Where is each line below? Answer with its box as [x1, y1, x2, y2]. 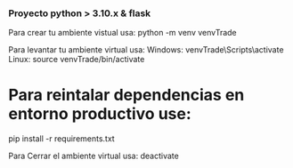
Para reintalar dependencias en [8, 85, 245, 105]
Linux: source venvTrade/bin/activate [8, 54, 145, 65]
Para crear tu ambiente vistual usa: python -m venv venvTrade [8, 28, 237, 38]
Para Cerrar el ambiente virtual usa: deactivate [8, 150, 179, 162]
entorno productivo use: [8, 104, 192, 124]
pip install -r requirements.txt [8, 133, 115, 144]
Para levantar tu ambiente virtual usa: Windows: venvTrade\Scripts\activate [8, 44, 284, 55]
